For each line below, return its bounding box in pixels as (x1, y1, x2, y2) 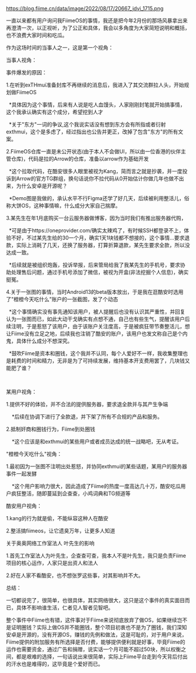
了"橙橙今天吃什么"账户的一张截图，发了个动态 (6, 296, 118, 303)
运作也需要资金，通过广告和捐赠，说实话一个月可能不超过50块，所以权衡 (6, 646, 181, 653)
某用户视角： (6, 389, 37, 395)
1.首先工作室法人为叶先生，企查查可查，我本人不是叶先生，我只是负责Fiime (6, 552, 187, 559)
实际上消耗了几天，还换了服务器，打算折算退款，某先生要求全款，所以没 (16, 242, 190, 248)
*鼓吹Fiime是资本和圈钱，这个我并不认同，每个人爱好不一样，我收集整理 (8, 350, 183, 356)
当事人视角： (6, 57, 37, 63)
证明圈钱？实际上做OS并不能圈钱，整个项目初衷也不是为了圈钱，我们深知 (10, 624, 187, 631)
